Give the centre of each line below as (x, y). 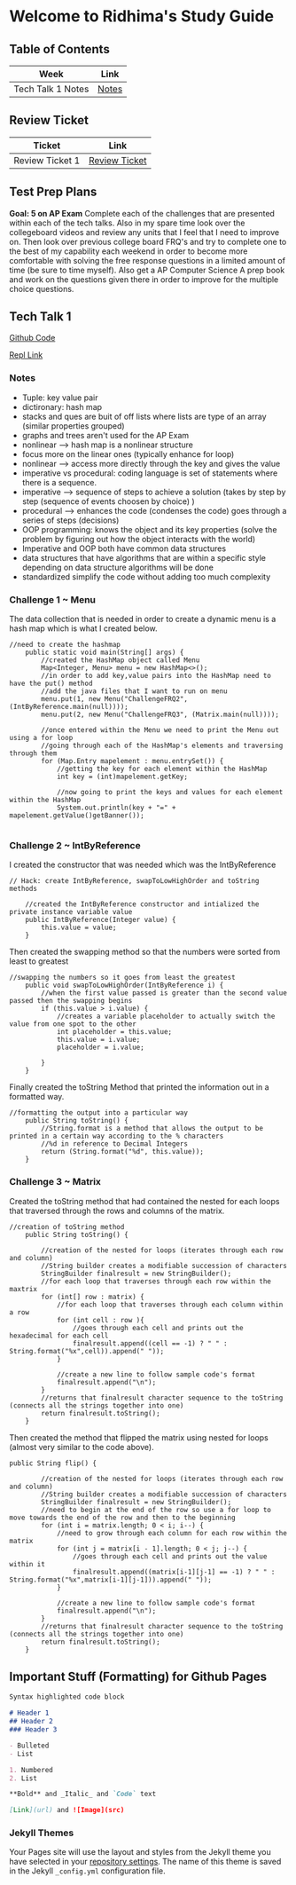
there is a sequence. (59, 482)
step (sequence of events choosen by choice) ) (108, 501)
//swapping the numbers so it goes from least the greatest (123, 978)
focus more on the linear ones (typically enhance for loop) (128, 454)
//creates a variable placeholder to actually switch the (166, 1017)
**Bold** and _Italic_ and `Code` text (83, 1794)
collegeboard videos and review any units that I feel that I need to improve (144, 232)
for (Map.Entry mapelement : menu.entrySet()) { (132, 761)
